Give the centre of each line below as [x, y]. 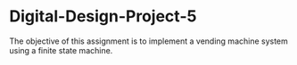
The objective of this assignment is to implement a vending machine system [148, 41]
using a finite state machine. [61, 50]
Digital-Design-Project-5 [103, 16]
